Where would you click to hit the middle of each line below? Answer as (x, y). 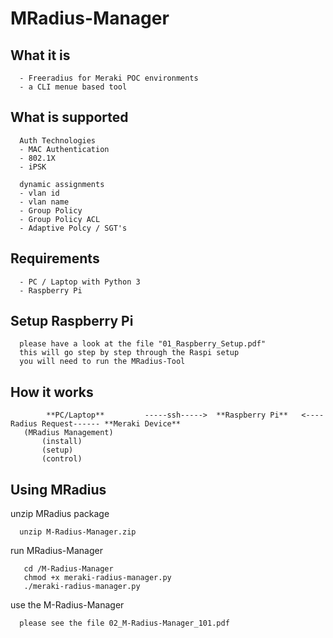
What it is (40, 55)
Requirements (55, 258)
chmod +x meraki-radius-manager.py (97, 578)
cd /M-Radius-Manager (68, 569)
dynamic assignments (62, 184)
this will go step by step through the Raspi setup (129, 353)
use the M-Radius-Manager (67, 605)
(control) (62, 459)
